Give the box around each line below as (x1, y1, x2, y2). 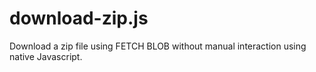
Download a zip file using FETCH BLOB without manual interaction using (9, 40, 307, 52)
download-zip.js (9, 7, 149, 30)
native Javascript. (9, 50, 83, 62)
